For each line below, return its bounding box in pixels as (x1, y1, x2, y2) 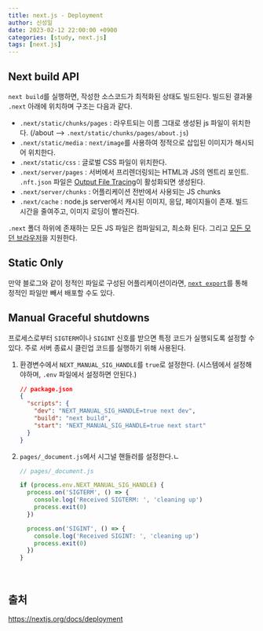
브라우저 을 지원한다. (16, 233, 78, 242)
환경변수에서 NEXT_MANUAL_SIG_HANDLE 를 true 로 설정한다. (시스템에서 (19, 359, 232, 369)
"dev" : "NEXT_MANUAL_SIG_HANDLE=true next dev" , (34, 407, 196, 415)
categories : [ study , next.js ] (8, 33, 108, 42)
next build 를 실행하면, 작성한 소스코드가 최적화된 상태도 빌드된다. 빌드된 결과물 (8, 91, 253, 101)
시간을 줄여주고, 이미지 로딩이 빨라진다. (19, 206, 140, 216)
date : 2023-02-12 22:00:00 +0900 (8, 26, 118, 34)
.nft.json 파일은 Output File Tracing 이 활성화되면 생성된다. (19, 177, 206, 186)
